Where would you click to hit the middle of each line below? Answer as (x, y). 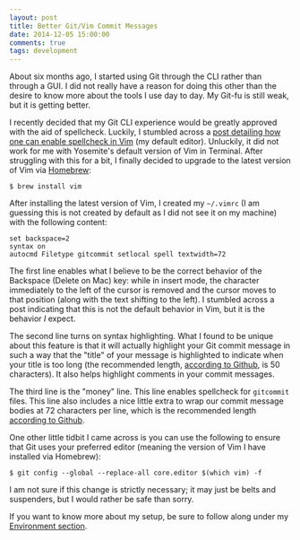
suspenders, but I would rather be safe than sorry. (102, 500)
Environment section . (48, 527)
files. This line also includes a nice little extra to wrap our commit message (146, 401)
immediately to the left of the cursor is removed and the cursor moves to (143, 290)
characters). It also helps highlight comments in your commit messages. (142, 374)
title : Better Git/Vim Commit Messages (84, 26)
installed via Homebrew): (55, 457)
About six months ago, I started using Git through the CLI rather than (136, 76)
